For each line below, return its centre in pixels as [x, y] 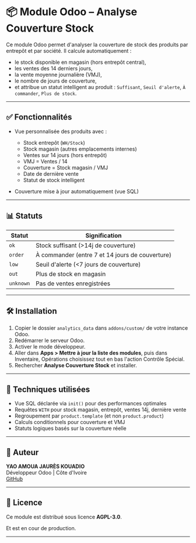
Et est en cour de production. [41, 528]
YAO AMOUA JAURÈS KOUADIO [45, 466]
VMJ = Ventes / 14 [45, 161]
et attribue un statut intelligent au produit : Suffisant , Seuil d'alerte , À [100, 87]
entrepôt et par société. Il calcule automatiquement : [69, 50]
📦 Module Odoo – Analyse [72, 12]
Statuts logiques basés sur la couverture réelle [70, 428]
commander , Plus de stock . [45, 93]
